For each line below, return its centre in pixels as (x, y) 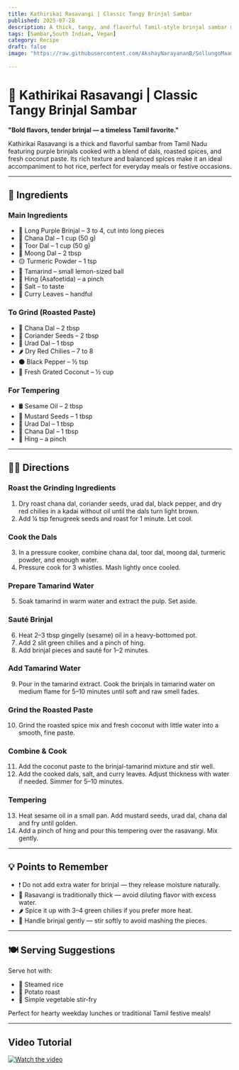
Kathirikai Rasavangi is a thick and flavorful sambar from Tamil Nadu (108, 143)
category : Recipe (34, 40)
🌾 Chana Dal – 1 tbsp (48, 431)
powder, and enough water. (58, 559)
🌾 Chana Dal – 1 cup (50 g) (57, 238)
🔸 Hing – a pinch (42, 439)
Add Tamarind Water (44, 669)
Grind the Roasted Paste (51, 710)
